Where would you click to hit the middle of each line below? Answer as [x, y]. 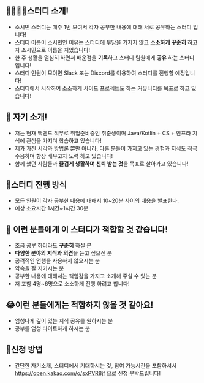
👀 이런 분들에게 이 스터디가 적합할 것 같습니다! [87, 229]
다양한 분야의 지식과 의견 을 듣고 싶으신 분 [63, 253]
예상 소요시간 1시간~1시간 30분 [51, 208]
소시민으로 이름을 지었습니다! [55, 50]
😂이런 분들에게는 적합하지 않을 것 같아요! [80, 305]
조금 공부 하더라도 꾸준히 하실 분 [53, 245]
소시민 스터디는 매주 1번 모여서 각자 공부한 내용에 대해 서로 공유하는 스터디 [103, 27]
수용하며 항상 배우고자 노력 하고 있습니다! [64, 156]
